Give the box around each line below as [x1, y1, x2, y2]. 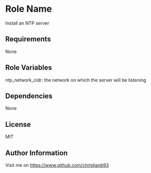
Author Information [5, 148, 68, 157]
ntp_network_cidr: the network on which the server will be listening [5, 77, 146, 83]
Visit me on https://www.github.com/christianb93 [5, 162, 109, 168]
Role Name [5, 3, 52, 15]
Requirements [5, 35, 51, 44]
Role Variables [5, 63, 52, 72]
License [5, 120, 31, 128]
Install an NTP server [5, 20, 49, 26]
